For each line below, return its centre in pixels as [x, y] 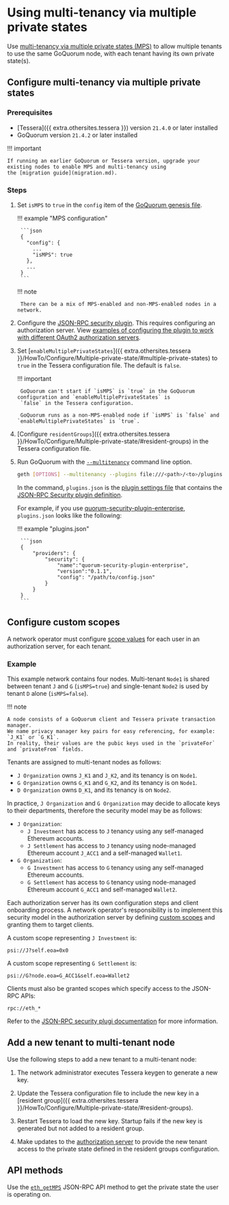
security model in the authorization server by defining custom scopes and [111, 917]
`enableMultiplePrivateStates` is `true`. [78, 421]
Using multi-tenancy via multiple [102, 13]
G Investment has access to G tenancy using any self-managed [115, 867]
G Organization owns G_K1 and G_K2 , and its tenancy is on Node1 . [107, 782]
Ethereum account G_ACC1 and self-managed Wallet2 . [102, 889]
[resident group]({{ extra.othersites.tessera [78, 1100]
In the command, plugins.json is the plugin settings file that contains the [120, 487]
